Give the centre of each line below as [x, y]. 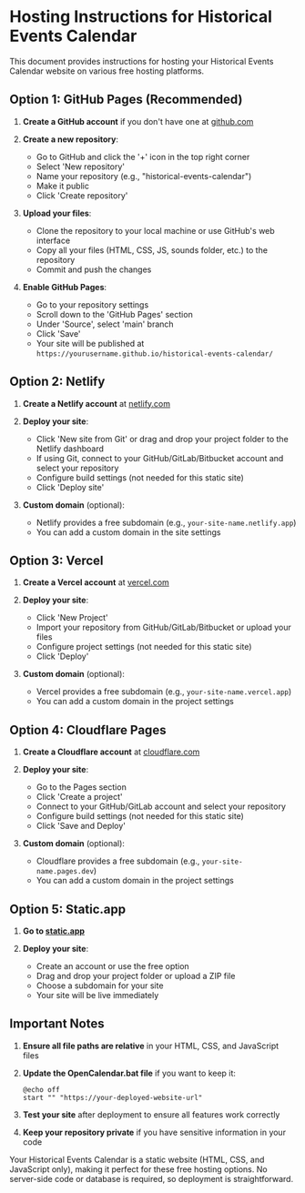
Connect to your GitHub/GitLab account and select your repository [161, 806]
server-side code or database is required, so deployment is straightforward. [152, 1178]
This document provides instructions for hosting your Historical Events [142, 61]
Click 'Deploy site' [70, 487]
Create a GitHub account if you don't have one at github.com [138, 121]
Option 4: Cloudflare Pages [88, 730]
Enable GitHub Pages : [65, 287]
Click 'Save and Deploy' [81, 826]
